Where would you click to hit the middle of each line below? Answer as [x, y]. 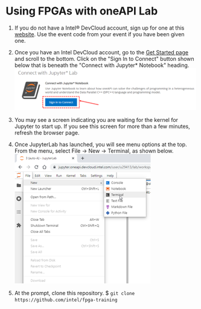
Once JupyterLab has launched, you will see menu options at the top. [101, 145]
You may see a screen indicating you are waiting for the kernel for [96, 120]
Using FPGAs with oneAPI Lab [82, 11]
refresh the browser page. [47, 133]
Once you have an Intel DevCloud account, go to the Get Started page [101, 52]
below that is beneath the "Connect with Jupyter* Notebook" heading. [102, 65]
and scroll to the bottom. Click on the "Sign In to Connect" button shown [104, 59]
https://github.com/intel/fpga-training [66, 300]
